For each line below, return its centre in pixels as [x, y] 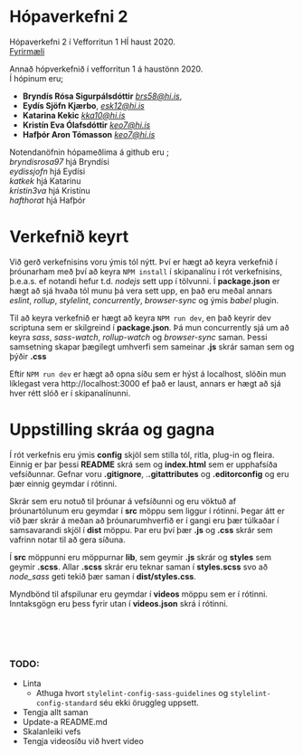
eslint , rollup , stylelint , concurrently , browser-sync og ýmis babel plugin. [144, 300]
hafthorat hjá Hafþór [47, 200]
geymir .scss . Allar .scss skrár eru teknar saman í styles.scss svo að [139, 567]
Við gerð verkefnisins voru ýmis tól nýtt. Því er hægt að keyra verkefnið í [143, 262]
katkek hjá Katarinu [45, 181]
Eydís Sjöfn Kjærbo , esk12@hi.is [83, 105]
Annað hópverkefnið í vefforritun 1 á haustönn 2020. [106, 69]
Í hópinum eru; [37, 78]
